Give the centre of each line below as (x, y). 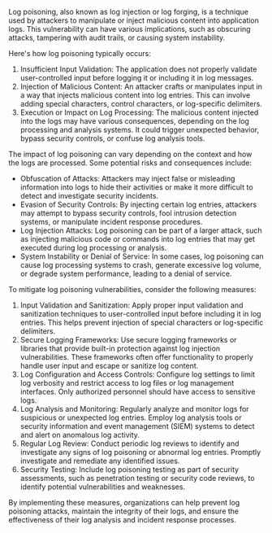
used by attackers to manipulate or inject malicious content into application (134, 20)
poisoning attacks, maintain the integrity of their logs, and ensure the (124, 511)
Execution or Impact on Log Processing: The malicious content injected (139, 112)
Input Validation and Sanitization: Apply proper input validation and (132, 305)
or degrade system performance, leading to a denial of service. (126, 273)
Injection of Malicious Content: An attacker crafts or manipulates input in (141, 86)
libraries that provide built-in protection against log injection (120, 348)
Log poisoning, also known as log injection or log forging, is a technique (129, 12)
